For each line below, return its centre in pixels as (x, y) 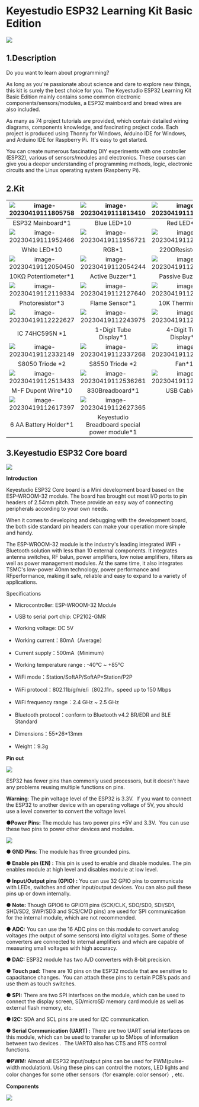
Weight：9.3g (31, 746)
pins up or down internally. (38, 893)
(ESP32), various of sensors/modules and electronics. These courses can (96, 157)
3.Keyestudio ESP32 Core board (67, 453)
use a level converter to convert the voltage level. (66, 812)
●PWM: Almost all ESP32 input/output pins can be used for (79, 1061)
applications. (22, 582)
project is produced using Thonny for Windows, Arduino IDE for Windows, (96, 133)
